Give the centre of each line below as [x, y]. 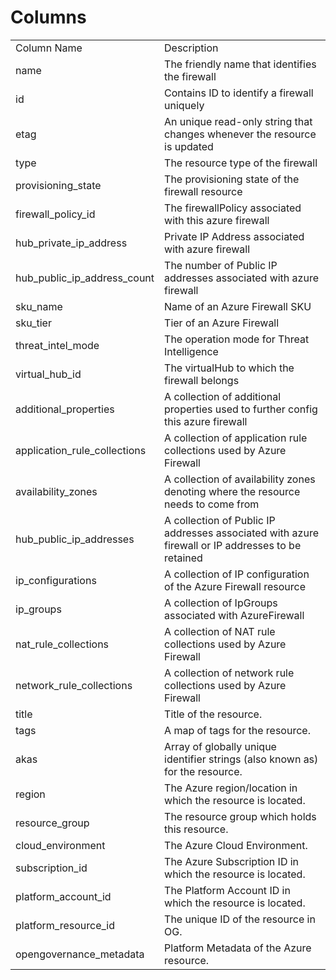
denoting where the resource [232, 491]
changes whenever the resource [240, 134]
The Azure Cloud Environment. [236, 845]
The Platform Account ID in [227, 890]
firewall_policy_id [55, 214]
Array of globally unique [220, 746]
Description [191, 48]
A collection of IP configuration [237, 574]
